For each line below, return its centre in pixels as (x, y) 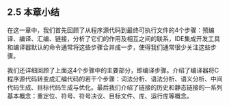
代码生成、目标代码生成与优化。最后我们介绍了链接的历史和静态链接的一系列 (115, 87)
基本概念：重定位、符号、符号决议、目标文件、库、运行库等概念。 (100, 96)
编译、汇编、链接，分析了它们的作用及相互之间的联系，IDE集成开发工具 (120, 38)
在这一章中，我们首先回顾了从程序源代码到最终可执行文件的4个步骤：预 (108, 30)
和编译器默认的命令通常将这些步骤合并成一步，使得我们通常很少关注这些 (109, 47)
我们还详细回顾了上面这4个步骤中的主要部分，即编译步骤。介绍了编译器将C (113, 70)
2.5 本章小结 (33, 12)
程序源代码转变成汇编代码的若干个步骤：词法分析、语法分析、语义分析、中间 (115, 79)
